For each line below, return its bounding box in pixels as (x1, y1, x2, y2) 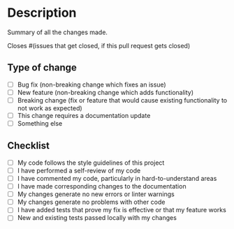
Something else (17, 119, 63, 127)
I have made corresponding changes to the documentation (17, 182, 187, 191)
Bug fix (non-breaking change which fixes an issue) (17, 80, 166, 89)
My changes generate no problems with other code (17, 198, 166, 207)
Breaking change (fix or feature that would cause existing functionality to (17, 96, 228, 104)
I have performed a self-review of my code (17, 166, 141, 175)
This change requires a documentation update (17, 111, 151, 119)
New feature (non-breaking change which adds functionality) (17, 88, 194, 96)
